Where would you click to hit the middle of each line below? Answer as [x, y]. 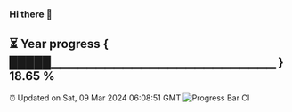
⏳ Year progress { [59, 44]
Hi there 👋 [31, 14]
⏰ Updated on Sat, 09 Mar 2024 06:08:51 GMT [95, 98]
